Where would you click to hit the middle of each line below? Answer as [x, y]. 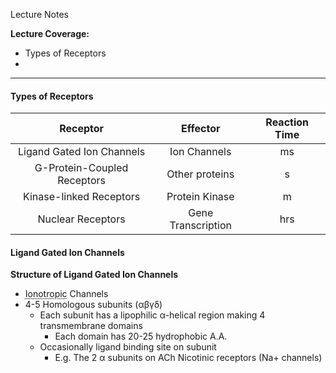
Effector [201, 129]
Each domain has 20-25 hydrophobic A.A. [141, 336]
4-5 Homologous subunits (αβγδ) [93, 305]
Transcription [200, 226]
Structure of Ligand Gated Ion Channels [94, 275]
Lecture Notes [40, 14]
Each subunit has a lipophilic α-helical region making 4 [152, 315]
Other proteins [200, 174]
